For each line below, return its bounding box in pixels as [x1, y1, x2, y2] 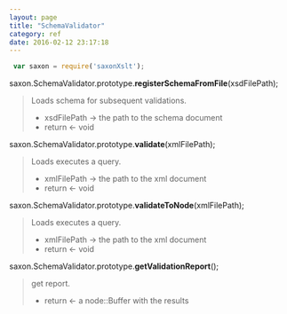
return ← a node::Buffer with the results [44, 295, 189, 306]
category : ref [9, 29, 62, 38]
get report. [30, 279, 71, 289]
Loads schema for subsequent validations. [30, 95, 187, 106]
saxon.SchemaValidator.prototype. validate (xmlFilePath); [9, 139, 216, 150]
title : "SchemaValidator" [9, 21, 105, 30]
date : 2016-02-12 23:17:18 [9, 37, 109, 47]
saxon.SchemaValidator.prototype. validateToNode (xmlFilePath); [9, 200, 244, 211]
